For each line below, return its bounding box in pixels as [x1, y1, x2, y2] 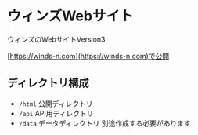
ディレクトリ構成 [7, 76, 89, 90]
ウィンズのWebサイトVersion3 [7, 35, 106, 44]
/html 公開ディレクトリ [18, 99, 93, 108]
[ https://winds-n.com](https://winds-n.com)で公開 [7, 51, 170, 60]
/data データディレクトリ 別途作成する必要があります [18, 119, 191, 128]
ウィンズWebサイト [7, 7, 134, 25]
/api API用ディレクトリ [18, 108, 94, 118]
